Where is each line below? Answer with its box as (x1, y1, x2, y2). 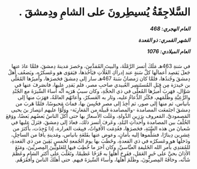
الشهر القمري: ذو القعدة (138, 36, 191, 43)
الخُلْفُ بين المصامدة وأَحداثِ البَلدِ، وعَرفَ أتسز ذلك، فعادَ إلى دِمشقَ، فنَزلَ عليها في (11, 119, 191, 126)
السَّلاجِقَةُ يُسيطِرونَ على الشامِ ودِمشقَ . (18, 5, 191, 19)
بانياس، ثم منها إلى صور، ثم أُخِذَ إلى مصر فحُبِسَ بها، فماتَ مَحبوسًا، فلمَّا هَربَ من (15, 100, 191, 107)
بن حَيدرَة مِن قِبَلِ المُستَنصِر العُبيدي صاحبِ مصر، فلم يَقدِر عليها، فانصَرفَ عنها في (14, 82, 191, 89)
